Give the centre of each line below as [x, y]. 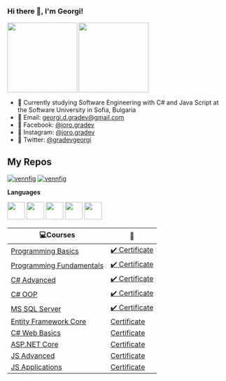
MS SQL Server [36, 309]
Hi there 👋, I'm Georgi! [45, 11]
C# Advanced [33, 279]
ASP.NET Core [35, 345]
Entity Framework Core [49, 321]
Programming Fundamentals [57, 265]
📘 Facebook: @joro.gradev [56, 125]
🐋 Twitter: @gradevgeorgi [54, 140]
